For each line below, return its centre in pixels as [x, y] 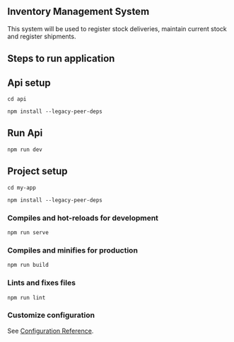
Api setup [29, 83]
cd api [17, 99]
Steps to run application [61, 59]
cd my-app [22, 187]
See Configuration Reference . [51, 331]
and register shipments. [42, 36]
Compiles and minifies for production [72, 250]
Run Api [25, 133]
